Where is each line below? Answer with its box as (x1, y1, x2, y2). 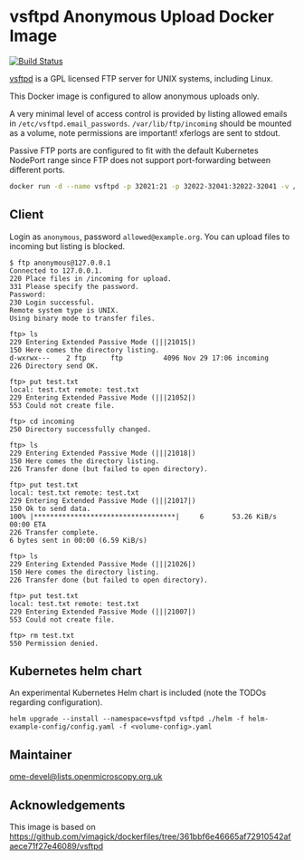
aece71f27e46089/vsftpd (9, 841, 104, 852)
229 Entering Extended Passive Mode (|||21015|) (9, 337, 196, 346)
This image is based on (9, 822, 97, 833)
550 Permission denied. (9, 639, 100, 648)
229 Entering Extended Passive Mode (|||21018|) (9, 449, 196, 458)
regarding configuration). (9, 697, 103, 708)
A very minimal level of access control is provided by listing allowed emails (9, 108, 288, 119)
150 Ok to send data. (9, 504, 91, 513)
